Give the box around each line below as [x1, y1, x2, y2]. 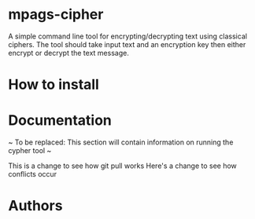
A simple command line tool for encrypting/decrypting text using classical [8, 31, 248, 41]
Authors [8, 197, 63, 215]
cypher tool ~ [8, 146, 52, 155]
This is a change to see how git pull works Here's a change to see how [8, 161, 238, 170]
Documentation [8, 111, 113, 130]
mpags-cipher [8, 5, 104, 24]
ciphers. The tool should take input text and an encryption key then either [8, 39, 246, 49]
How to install [8, 76, 100, 93]
